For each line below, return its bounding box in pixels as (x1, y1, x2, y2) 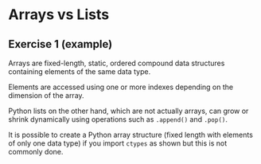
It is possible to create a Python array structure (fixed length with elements (8, 130, 253, 139)
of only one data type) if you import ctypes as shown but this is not (8, 139, 228, 148)
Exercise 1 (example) (8, 37, 113, 51)
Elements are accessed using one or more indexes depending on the (8, 82, 233, 92)
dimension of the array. (8, 91, 85, 100)
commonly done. (8, 147, 64, 156)
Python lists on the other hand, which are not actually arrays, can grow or (8, 106, 249, 115)
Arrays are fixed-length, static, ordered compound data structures (8, 58, 225, 68)
